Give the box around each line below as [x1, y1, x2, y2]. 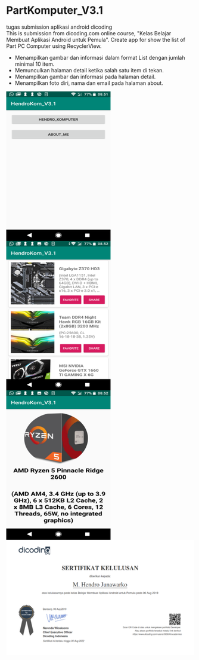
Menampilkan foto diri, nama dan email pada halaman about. [14, 79, 164, 87]
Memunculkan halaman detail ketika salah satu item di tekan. [14, 66, 164, 74]
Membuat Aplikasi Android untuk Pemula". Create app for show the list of [6, 36, 186, 43]
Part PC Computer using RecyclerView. [6, 42, 102, 50]
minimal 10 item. [14, 60, 55, 68]
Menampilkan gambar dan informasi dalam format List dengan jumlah [14, 54, 185, 61]
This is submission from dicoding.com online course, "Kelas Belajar [6, 29, 172, 36]
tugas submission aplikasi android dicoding [6, 23, 112, 30]
